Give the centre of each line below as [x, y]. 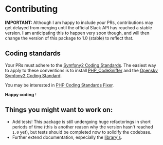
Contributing [31, 9]
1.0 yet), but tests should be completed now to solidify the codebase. [82, 132]
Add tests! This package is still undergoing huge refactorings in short [81, 122]
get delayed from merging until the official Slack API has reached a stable [79, 27]
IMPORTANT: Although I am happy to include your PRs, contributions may [79, 22]
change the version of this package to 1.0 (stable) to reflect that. [69, 38]
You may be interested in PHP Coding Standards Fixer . [60, 85]
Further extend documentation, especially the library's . [67, 137]
